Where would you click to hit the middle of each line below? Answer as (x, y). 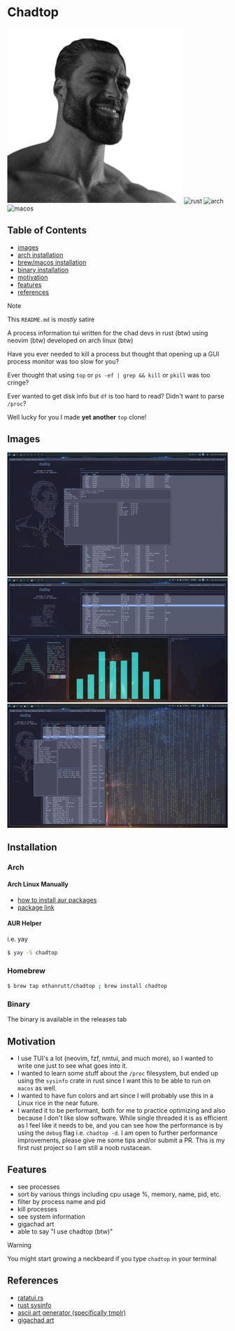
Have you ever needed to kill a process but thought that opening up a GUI (113, 354)
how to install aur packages (57, 899)
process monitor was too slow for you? (63, 361)
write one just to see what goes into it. (72, 1065)
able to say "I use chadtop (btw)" (65, 1231)
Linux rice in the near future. (58, 1103)
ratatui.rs (30, 1297)
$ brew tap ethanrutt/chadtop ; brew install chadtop (87, 986)
